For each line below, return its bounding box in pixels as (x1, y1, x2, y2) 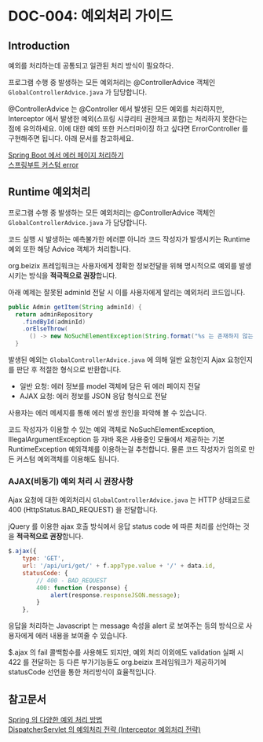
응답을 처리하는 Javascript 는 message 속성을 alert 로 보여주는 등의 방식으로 (8, 621, 245, 630)
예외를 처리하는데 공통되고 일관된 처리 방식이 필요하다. (8, 61, 174, 70)
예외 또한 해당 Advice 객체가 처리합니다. (8, 244, 131, 253)
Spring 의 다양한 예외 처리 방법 (8, 715, 103, 725)
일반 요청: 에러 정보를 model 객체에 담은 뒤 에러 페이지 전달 (19, 382, 201, 391)
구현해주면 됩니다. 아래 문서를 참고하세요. (8, 134, 134, 142)
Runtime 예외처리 (8, 186, 91, 199)
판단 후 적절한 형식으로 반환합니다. (16, 365, 122, 375)
